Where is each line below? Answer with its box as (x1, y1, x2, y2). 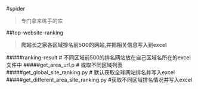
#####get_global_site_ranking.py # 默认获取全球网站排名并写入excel (6, 69, 175, 76)
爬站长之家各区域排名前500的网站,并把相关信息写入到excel (20, 42, 167, 48)
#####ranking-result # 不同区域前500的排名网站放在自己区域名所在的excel (6, 54, 191, 61)
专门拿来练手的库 (20, 17, 63, 24)
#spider (6, 5, 26, 12)
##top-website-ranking (6, 29, 64, 36)
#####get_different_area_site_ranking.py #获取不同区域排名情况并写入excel (6, 77, 193, 83)
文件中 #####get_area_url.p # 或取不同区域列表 (6, 62, 123, 68)
